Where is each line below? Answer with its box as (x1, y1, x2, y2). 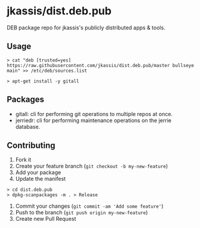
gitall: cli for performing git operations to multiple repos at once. (15, 110, 173, 117)
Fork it (15, 156, 32, 163)
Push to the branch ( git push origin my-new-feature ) (15, 209, 148, 216)
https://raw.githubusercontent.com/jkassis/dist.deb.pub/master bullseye (7, 62, 195, 68)
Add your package (15, 169, 61, 176)
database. (15, 123, 41, 130)
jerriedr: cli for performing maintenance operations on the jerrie (15, 117, 172, 124)
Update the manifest (15, 175, 66, 183)
